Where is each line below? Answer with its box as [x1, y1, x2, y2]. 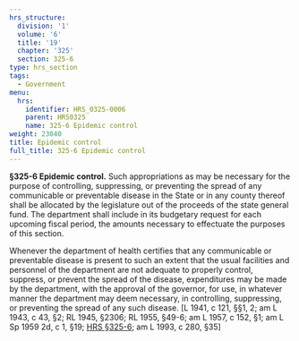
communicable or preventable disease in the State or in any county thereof [9, 190, 286, 200]
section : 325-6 [17, 55, 74, 64]
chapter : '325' [17, 47, 74, 55]
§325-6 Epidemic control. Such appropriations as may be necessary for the [9, 171, 291, 182]
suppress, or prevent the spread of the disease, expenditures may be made [9, 274, 287, 285]
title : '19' [17, 38, 63, 47]
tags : [9, 72, 30, 81]
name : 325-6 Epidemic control [25, 122, 139, 131]
